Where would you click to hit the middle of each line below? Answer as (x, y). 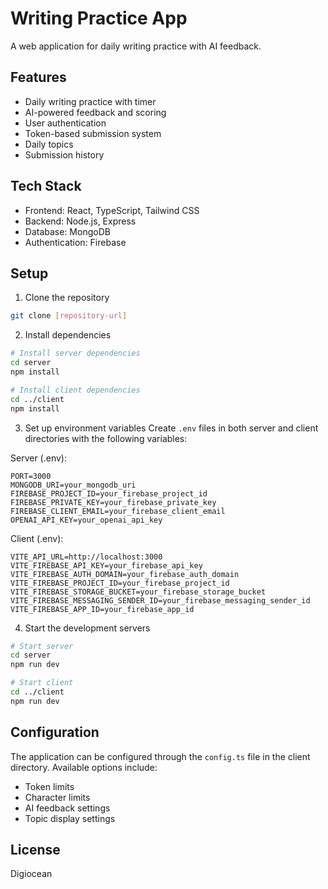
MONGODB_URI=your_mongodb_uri (73, 485)
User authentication (65, 123)
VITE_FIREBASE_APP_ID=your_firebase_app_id (102, 609)
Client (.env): (37, 538)
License (35, 849)
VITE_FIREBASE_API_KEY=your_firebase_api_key (106, 565)
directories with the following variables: (106, 438)
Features (38, 77)
